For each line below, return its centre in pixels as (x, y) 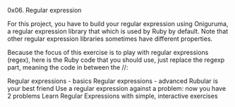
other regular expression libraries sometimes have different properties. (110, 39)
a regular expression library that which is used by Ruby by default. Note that (118, 31)
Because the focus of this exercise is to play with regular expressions (108, 52)
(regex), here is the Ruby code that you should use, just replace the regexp (116, 60)
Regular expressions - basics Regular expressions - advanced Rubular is (113, 81)
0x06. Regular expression (44, 10)
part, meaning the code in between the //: (68, 67)
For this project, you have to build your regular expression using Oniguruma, (118, 24)
